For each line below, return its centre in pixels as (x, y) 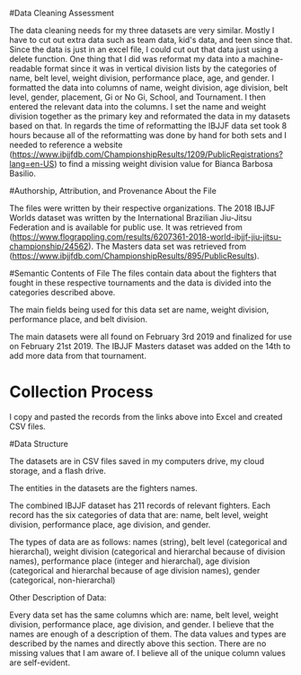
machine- (266, 59)
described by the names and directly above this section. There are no (138, 643)
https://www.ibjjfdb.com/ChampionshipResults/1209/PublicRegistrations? (147, 154)
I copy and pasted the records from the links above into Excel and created (146, 416)
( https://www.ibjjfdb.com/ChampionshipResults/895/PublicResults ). (134, 256)
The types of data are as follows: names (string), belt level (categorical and (148, 541)
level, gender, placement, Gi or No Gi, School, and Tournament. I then (138, 97)
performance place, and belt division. (79, 319)
